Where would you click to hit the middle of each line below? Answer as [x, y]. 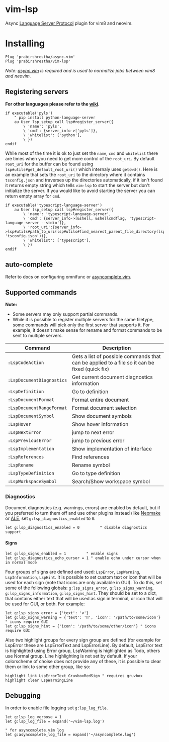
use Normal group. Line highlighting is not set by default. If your [71, 656]
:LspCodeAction [26, 363]
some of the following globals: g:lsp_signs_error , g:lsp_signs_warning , [79, 588]
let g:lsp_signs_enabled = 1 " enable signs [62, 553]
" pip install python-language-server [55, 117]
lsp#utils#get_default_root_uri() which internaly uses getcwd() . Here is [81, 169]
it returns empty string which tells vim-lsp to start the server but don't [77, 185]
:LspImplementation [31, 449]
